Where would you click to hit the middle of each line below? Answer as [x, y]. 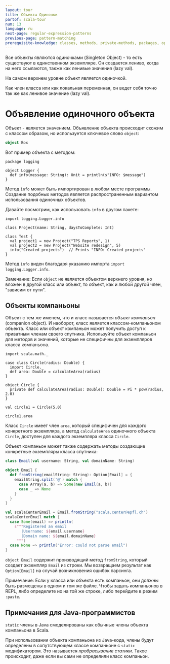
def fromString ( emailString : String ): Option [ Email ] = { [71, 475]
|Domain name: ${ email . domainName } [58, 536]
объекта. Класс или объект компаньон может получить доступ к [75, 328]
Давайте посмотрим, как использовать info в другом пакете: [72, 209]
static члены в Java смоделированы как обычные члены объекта [77, 624]
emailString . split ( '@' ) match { [48, 480]
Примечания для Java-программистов [70, 612]
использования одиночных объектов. [46, 200]
